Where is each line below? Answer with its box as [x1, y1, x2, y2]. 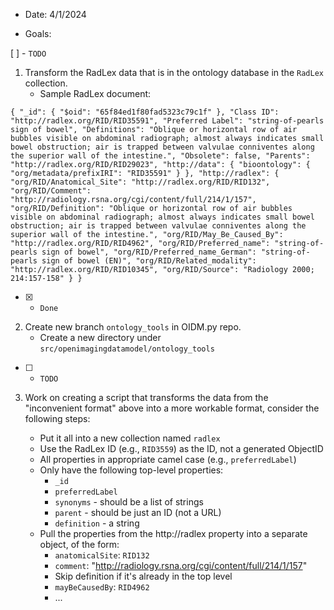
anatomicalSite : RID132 [54, 549, 150, 561]
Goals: [24, 28, 52, 39]
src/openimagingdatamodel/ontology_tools [39, 344, 215, 354]
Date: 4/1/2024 [24, 9, 87, 20]
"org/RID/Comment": [10, 186, 92, 196]
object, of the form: [39, 539, 120, 550]
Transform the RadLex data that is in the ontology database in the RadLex [24, 67, 324, 78]
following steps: [24, 413, 91, 424]
